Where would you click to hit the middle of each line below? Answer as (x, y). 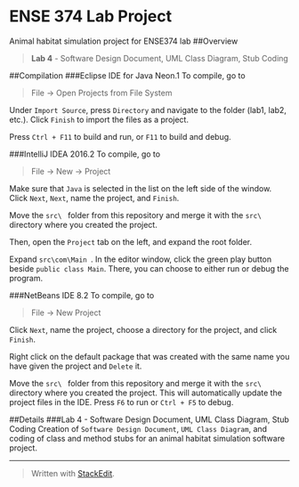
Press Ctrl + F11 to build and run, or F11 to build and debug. (120, 136)
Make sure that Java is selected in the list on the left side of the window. (141, 188)
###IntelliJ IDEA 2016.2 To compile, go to (85, 154)
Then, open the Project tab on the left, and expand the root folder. (130, 241)
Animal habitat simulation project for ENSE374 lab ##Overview (124, 41)
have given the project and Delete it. (76, 366)
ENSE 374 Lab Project (91, 16)
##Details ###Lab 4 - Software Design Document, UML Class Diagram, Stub (149, 419)
